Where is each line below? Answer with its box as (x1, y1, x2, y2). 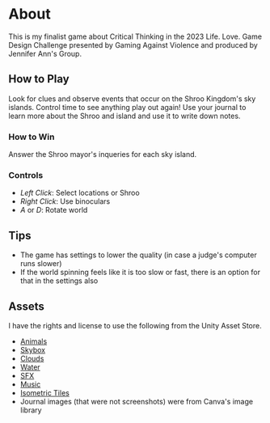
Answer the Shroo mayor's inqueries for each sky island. (8, 150, 197, 159)
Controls (8, 169, 44, 180)
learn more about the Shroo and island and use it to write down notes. (8, 111, 241, 121)
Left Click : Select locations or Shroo (19, 188, 140, 198)
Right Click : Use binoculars (19, 197, 111, 206)
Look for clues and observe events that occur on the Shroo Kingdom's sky (8, 94, 256, 104)
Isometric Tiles (19, 387, 70, 397)
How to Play (8, 72, 70, 86)
